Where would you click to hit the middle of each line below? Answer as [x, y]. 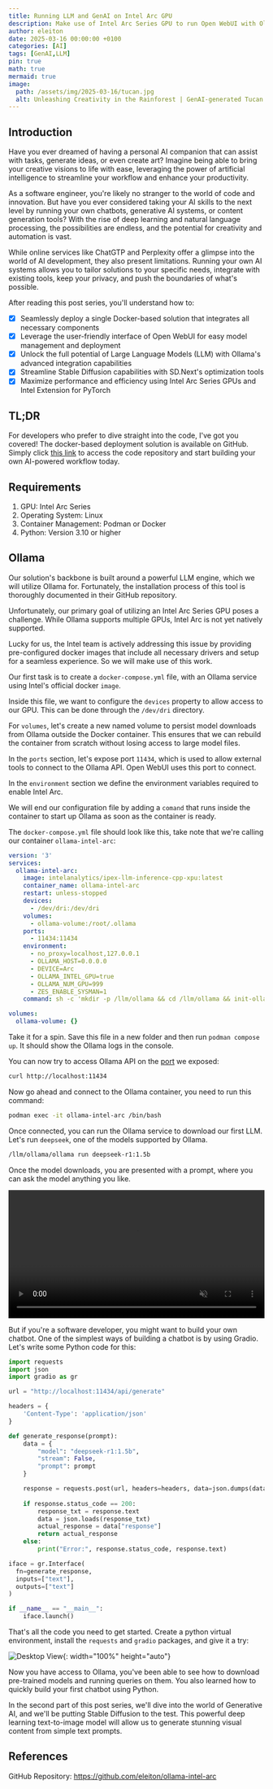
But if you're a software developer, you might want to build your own [123, 1329]
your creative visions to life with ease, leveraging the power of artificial [127, 169]
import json [28, 1369]
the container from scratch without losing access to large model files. [125, 743]
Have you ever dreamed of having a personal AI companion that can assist [133, 152]
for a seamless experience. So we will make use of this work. [110, 661]
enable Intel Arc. [36, 792]
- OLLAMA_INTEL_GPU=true [72, 976]
